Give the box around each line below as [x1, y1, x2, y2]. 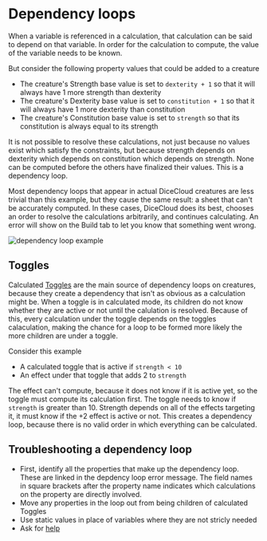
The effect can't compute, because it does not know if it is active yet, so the [8, 385, 257, 395]
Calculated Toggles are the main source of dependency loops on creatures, [8, 280, 257, 290]
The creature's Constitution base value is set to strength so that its [19, 113, 240, 122]
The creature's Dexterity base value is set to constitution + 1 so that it [19, 96, 255, 105]
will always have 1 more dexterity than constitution [19, 105, 186, 114]
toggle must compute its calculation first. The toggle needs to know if [8, 394, 237, 404]
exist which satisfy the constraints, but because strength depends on [8, 145, 235, 155]
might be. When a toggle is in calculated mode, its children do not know [8, 297, 244, 306]
